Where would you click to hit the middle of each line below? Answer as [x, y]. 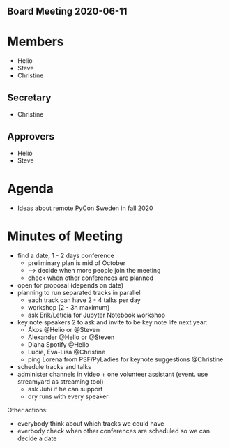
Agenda [30, 189]
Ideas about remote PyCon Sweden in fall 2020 [85, 208]
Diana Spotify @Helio [58, 344]
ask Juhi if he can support [65, 389]
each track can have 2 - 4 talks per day [84, 300]
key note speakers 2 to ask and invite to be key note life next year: [112, 322]
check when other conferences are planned [91, 278]
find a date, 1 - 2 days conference [66, 255]
